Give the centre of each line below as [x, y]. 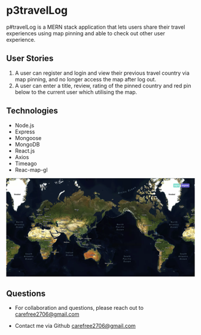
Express [25, 132]
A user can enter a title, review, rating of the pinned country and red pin [103, 86]
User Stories [30, 58]
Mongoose [28, 138]
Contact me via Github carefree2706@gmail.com [75, 326]
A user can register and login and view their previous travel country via [102, 73]
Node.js [25, 125]
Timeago [26, 163]
